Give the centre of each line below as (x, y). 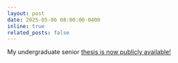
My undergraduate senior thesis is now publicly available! (89, 52)
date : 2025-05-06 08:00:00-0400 (54, 20)
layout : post (26, 13)
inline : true (26, 26)
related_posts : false (38, 33)
